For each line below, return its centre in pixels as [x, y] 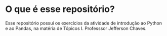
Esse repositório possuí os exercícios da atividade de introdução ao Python [83, 23]
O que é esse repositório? [60, 9]
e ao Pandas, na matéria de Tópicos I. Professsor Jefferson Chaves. [76, 28]
